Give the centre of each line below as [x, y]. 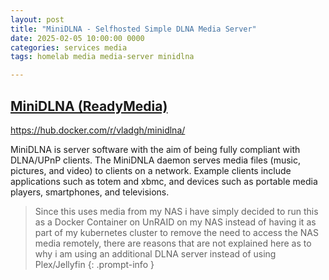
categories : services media [69, 47]
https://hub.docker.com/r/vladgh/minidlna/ [98, 130]
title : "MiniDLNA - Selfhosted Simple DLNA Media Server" [133, 29]
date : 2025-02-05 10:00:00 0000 [77, 38]
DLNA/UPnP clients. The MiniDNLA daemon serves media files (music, [156, 160]
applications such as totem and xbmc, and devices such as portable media [164, 181]
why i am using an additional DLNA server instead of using [155, 253]
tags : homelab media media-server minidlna [102, 57]
